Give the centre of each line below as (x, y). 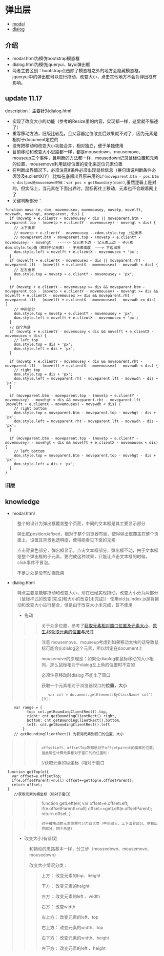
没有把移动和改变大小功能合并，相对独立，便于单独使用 (68, 145)
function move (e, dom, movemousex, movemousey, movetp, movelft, (74, 210)
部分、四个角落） (60, 829)
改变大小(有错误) (41, 838)
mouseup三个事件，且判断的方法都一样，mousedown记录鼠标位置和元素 (85, 158)
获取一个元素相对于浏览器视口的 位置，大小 (84, 686)
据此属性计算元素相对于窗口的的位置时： (76, 753)
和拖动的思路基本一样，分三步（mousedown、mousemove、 (90, 849)
